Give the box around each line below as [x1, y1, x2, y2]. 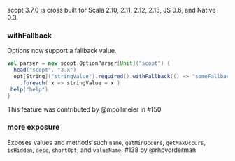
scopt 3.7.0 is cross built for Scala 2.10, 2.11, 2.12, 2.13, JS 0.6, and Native [7, 6, 216, 14]
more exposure [7, 122, 60, 132]
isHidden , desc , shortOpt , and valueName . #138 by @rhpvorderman [7, 146, 197, 154]
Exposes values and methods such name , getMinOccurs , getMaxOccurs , [7, 138, 206, 146]
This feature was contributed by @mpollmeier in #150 [7, 105, 162, 114]
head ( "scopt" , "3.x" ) [13, 66, 77, 74]
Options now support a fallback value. [7, 47, 117, 55]
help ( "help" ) [10, 86, 49, 93]
